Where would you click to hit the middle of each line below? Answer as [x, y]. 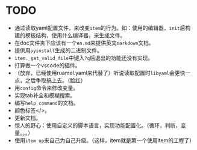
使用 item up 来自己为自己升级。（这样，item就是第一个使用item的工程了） [105, 140]
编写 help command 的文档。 [46, 103]
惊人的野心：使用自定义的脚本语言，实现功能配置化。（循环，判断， [98, 125]
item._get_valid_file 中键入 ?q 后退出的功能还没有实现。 [84, 58]
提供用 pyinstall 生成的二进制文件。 [58, 50]
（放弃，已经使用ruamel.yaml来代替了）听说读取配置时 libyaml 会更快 [100, 73]
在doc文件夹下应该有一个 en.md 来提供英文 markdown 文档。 [84, 43]
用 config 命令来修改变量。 [46, 88]
